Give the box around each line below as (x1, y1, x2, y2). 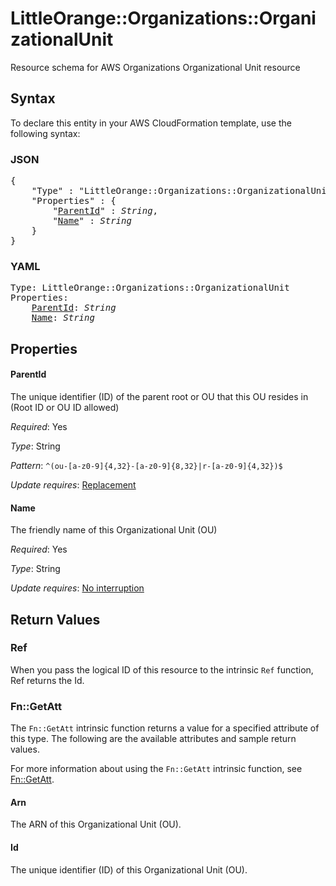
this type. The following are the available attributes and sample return (10, 733, 297, 745)
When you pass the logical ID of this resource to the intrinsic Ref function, (10, 663, 314, 676)
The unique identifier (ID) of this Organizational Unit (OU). (10, 863, 248, 876)
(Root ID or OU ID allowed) (10, 401, 120, 413)
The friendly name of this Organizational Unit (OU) (10, 524, 218, 536)
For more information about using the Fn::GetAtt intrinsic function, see (10, 763, 303, 775)
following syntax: (10, 127, 81, 139)
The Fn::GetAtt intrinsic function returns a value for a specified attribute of (10, 722, 320, 734)
